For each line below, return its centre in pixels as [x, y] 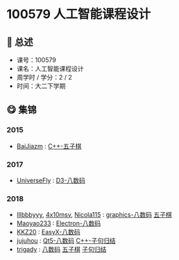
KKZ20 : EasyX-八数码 [48, 232]
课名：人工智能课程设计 [50, 69]
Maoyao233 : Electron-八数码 [59, 223]
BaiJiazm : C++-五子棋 [49, 146]
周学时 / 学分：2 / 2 [44, 77]
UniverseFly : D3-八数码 [51, 180]
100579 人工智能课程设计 [79, 14]
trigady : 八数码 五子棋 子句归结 [61, 250]
